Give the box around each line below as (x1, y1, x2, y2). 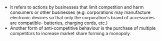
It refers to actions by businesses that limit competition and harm (9, 4, 144, 10)
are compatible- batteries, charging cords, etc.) (9, 20, 108, 26)
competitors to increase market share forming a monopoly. (9, 31, 131, 36)
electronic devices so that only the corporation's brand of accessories (9, 15, 155, 20)
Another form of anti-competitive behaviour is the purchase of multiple (9, 25, 156, 31)
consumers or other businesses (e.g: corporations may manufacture (9, 9, 151, 15)
